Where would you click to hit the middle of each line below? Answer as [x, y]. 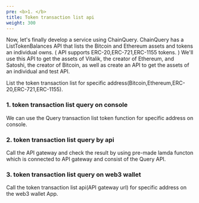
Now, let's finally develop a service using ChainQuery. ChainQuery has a [95, 40]
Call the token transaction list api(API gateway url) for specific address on [96, 187]
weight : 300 [21, 23]
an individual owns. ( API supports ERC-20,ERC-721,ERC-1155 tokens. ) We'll [100, 53]
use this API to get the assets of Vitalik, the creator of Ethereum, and [90, 59]
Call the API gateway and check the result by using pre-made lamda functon [100, 152]
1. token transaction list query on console [67, 105]
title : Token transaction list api [50, 17]
